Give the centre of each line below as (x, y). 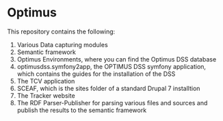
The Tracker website (46, 95)
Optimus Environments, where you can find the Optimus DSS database (117, 59)
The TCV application (46, 81)
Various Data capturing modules (62, 44)
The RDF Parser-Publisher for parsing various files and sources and (112, 103)
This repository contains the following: (61, 31)
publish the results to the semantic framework (82, 110)
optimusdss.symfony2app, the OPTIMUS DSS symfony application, (112, 66)
